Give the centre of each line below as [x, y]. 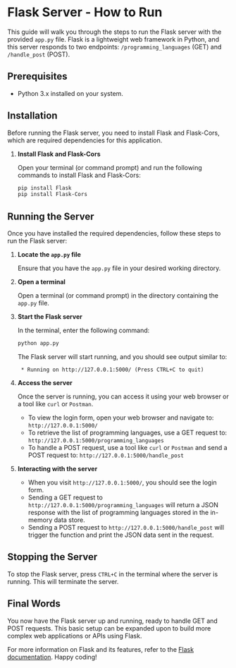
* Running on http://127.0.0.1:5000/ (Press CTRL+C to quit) [112, 370]
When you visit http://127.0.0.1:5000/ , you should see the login [122, 482]
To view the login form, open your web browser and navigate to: [121, 418]
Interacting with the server [57, 469]
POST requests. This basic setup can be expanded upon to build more [109, 628]
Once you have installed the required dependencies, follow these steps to [114, 233]
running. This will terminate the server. [63, 581]
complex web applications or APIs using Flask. [75, 636]
